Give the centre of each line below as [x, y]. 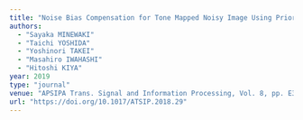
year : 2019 [30, 77]
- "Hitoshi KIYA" [50, 69]
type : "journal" [40, 85]
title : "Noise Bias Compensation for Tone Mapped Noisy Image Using [141, 18]
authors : [26, 26]
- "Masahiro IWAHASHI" [60, 60]
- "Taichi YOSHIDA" [54, 43]
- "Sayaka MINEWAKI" [56, 34]
